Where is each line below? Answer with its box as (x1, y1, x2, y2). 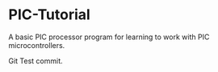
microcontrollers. (8, 40, 65, 50)
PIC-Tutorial (8, 6, 90, 24)
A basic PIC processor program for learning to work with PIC (8, 32, 210, 42)
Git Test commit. (8, 56, 63, 66)
